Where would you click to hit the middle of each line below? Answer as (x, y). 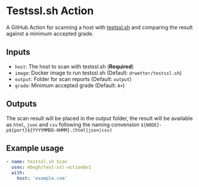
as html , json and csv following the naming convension (73, 124)
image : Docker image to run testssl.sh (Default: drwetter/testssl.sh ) (98, 73)
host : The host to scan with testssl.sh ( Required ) (74, 66)
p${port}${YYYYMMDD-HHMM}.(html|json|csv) (59, 130)
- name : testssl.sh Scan (37, 162)
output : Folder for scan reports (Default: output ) (73, 79)
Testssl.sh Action (50, 11)
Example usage (35, 148)
